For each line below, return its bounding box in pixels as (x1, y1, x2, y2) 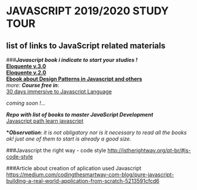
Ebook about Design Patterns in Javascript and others (6, 76, 143, 82)
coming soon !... (6, 99, 46, 107)
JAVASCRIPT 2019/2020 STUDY (6, 4, 169, 18)
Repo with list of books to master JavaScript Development (6, 111, 154, 118)
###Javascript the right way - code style (6, 147, 107, 154)
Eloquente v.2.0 (6, 69, 46, 76)
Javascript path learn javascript (6, 117, 84, 124)
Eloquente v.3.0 (6, 63, 46, 70)
